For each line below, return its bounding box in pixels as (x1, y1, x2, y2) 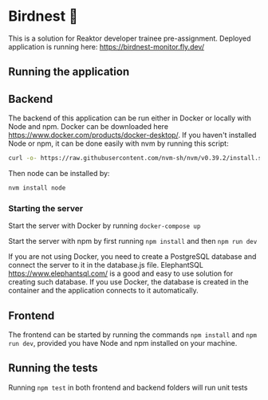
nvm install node (8, 184, 66, 192)
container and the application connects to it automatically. (8, 286, 199, 296)
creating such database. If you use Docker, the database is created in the (8, 277, 249, 287)
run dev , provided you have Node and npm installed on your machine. (8, 339, 238, 347)
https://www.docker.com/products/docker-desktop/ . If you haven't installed (8, 131, 257, 140)
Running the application (8, 65, 130, 79)
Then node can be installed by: (8, 169, 110, 178)
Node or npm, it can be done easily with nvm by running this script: (8, 139, 229, 148)
